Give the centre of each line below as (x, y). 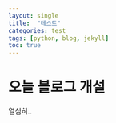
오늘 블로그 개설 (57, 87)
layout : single (34, 16)
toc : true (25, 46)
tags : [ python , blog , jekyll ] (59, 38)
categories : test (37, 30)
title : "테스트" (35, 23)
